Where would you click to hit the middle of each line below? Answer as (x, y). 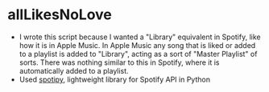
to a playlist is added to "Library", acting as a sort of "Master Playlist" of (138, 54)
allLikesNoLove (60, 15)
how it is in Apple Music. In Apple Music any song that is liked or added (137, 45)
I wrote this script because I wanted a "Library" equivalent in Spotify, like (140, 37)
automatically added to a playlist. (74, 70)
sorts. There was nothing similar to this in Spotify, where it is (119, 62)
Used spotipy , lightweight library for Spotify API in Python (115, 79)
